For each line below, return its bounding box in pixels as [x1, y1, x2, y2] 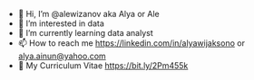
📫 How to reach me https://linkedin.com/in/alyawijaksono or [17, 38, 245, 49]
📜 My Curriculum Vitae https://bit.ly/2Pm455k [17, 60, 189, 71]
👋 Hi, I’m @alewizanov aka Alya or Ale [17, 9, 161, 19]
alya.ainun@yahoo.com [17, 50, 106, 61]
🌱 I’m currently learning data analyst [17, 28, 153, 38]
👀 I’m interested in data [17, 18, 104, 29]
